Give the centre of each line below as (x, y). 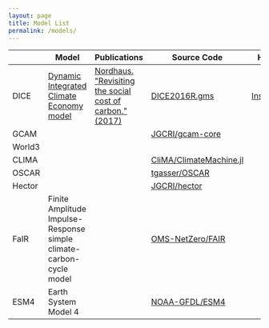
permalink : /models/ (43, 30)
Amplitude (67, 209)
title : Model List (39, 23)
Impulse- (65, 219)
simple (60, 239)
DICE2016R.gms (183, 96)
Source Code (197, 58)
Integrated (67, 86)
